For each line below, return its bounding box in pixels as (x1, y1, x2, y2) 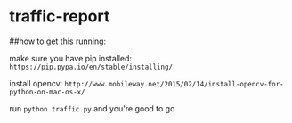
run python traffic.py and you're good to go (9, 102, 175, 113)
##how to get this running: (9, 36, 107, 46)
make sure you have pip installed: (9, 53, 132, 63)
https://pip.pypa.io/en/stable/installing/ (9, 62, 174, 71)
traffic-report (9, 6, 110, 27)
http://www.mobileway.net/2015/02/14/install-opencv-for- (64, 79, 284, 88)
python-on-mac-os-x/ (9, 87, 86, 96)
